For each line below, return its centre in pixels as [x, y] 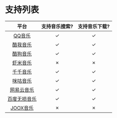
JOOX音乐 [22, 108]
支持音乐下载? [94, 26]
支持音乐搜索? [57, 26]
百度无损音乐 [22, 99]
